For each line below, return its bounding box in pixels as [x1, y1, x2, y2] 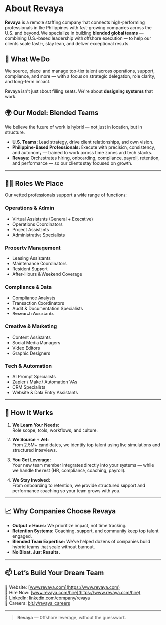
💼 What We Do [5, 55, 50, 63]
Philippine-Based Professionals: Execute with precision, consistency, [12, 144, 156, 150]
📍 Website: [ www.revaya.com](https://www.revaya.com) [5, 584, 120, 590]
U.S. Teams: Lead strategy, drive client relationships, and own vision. [12, 139, 154, 145]
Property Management [5, 244, 61, 251]
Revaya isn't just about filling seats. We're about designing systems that [5, 88, 153, 94]
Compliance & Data [5, 283, 52, 290]
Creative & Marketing [5, 323, 57, 330]
